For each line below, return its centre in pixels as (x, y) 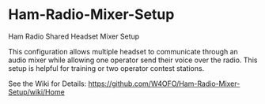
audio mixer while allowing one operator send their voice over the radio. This (133, 60)
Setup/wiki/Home (36, 91)
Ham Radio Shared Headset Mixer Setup (74, 36)
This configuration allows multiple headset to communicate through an (123, 51)
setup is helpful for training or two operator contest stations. (106, 68)
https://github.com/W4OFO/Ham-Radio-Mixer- (164, 84)
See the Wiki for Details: (47, 84)
